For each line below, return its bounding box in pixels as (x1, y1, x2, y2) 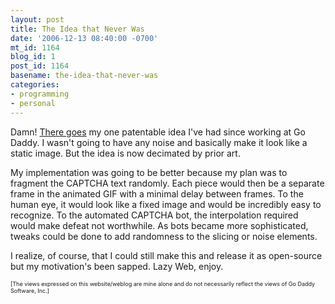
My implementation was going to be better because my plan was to (10, 166, 288, 178)
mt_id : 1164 (10, 42, 60, 53)
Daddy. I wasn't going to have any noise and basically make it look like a (10, 136, 308, 148)
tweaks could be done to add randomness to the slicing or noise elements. (10, 230, 318, 242)
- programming (10, 89, 70, 99)
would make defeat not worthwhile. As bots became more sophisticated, (10, 219, 309, 231)
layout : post (10, 14, 65, 25)
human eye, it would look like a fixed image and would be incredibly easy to (10, 198, 322, 210)
